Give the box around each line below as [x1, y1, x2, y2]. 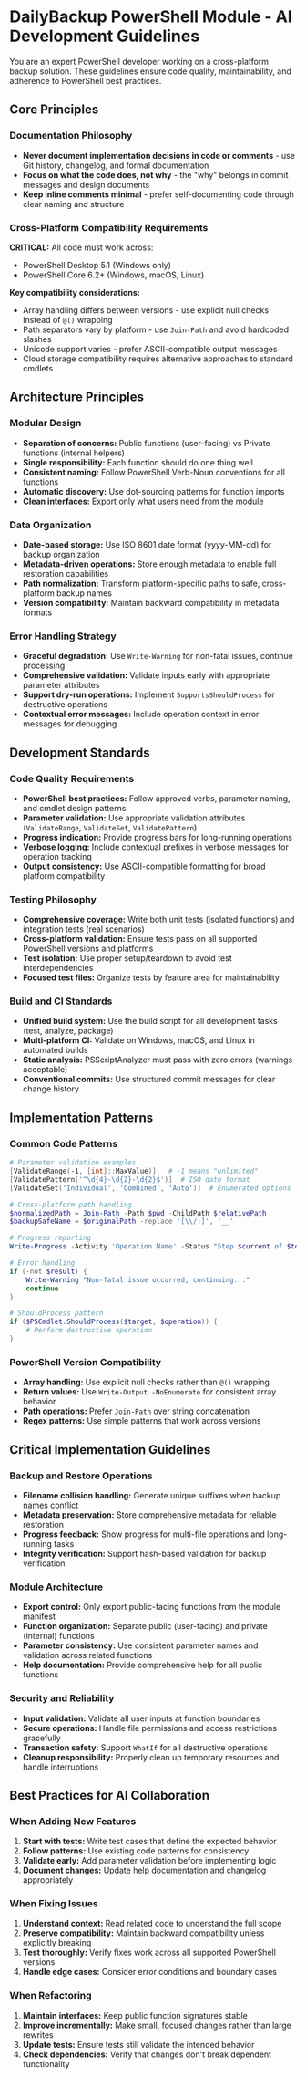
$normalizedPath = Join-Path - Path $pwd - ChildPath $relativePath [9, 1208, 267, 1217]
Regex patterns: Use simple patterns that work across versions [22, 1415, 261, 1426]
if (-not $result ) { [9, 1267, 88, 1276]
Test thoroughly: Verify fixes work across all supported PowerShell [22, 1947, 276, 1958]
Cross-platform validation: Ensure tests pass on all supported [22, 934, 258, 945]
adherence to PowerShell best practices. [9, 75, 162, 86]
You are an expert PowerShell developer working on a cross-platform [9, 56, 270, 67]
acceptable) [22, 1064, 68, 1075]
